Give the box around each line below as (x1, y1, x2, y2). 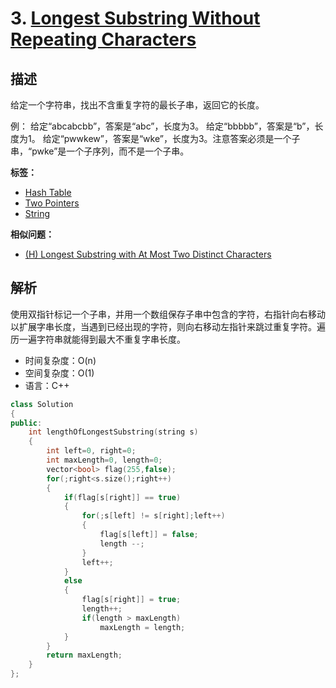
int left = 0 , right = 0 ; (46, 446, 137, 456)
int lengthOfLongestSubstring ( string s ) (28, 427, 199, 437)
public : (10, 418, 43, 428)
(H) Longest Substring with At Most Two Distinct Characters (24, 248, 272, 260)
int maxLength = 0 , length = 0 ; (46, 455, 163, 466)
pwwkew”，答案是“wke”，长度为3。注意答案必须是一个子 (63, 133, 301, 144)
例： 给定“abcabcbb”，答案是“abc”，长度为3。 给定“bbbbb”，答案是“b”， (10, 120, 315, 132)
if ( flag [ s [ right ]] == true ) (63, 492, 182, 502)
